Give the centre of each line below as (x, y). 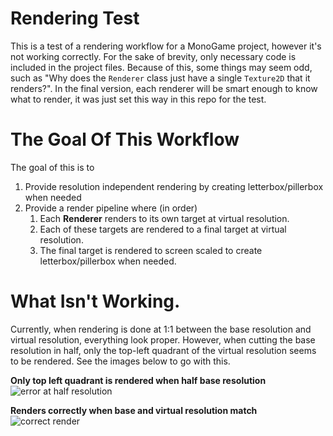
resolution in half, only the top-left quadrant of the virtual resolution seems (163, 350)
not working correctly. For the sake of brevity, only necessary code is (153, 56)
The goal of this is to (52, 167)
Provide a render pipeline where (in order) (111, 208)
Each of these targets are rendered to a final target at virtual (163, 229)
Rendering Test (75, 18)
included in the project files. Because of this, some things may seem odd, (161, 67)
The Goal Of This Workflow (125, 139)
